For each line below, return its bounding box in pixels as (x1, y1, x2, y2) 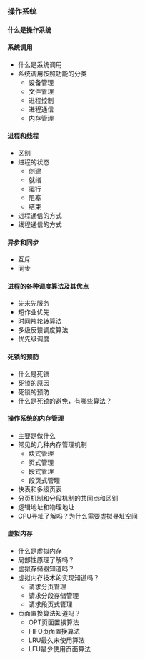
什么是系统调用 (17, 60, 62, 69)
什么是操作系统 (7, 25, 51, 34)
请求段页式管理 (28, 600, 73, 609)
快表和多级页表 (17, 484, 62, 494)
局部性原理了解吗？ (17, 555, 75, 564)
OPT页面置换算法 (28, 618, 80, 626)
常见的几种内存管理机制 (17, 440, 87, 449)
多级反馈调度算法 (17, 326, 69, 334)
